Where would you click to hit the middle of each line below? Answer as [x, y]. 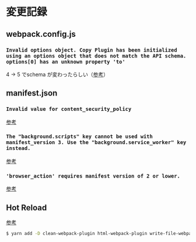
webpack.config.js [41, 34]
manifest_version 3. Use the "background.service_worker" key [96, 142]
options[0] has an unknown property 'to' [66, 62]
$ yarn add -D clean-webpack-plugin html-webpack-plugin [77, 233]
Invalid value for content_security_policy [69, 109]
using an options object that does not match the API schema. [96, 56]
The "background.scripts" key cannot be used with [79, 137]
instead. [18, 148]
